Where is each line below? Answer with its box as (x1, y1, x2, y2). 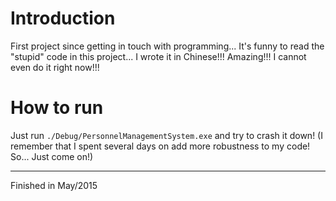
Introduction (10, 7, 116, 30)
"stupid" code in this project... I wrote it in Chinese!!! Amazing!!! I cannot (10, 50, 307, 62)
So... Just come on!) (10, 150, 94, 162)
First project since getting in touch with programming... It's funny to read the (10, 40, 325, 52)
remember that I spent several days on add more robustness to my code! (10, 140, 311, 152)
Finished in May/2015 (10, 179, 98, 191)
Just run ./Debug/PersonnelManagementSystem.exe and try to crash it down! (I (10, 129, 323, 141)
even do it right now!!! (10, 61, 100, 73)
